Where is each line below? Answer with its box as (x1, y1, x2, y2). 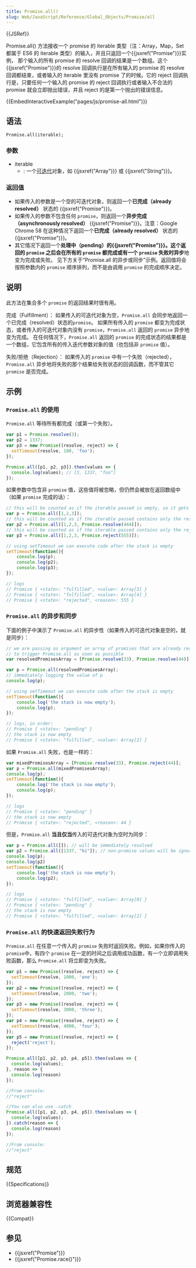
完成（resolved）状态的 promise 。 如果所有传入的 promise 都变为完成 (16, 318, 180, 325)
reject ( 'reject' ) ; (11, 1040, 57, 1046)
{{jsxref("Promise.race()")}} (14, 1255, 82, 1262)
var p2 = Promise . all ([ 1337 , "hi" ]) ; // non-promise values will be (6, 848, 176, 854)
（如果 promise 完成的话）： (6, 494, 71, 501)
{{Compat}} (6, 1215, 34, 1222)
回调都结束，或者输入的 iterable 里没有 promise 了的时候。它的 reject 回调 (6, 71, 184, 78)
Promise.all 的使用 (6, 406, 60, 414)
